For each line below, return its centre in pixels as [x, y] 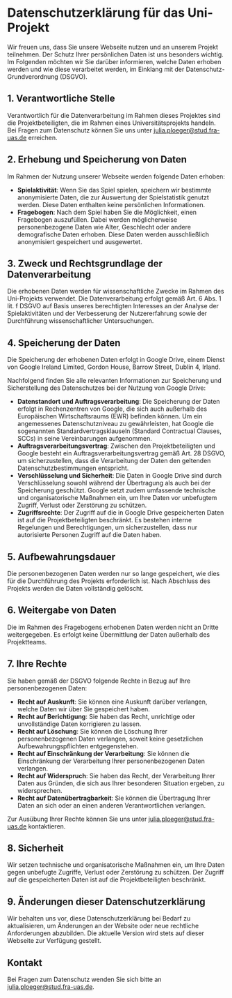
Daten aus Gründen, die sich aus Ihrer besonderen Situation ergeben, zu [121, 783]
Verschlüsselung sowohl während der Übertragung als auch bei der [114, 483]
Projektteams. [27, 642]
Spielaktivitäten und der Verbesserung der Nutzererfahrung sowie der [107, 313]
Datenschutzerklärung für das [96, 13]
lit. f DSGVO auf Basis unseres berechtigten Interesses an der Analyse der [113, 306]
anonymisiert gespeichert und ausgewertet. [80, 241]
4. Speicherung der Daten [64, 343]
